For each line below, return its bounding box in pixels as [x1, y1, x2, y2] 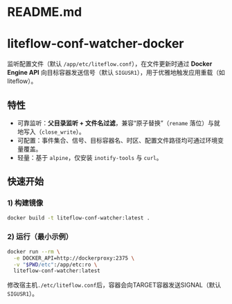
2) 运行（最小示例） [7, 232, 73, 242]
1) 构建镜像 [7, 198, 44, 208]
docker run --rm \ [7, 248, 60, 255]
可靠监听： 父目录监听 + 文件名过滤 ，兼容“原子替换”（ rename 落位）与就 [17, 118, 220, 127]
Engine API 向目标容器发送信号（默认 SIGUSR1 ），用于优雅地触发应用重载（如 [7, 69, 225, 77]
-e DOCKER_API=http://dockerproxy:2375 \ [13, 254, 135, 262]
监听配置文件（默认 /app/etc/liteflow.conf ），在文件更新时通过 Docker [7, 60, 213, 68]
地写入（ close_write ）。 [17, 127, 85, 136]
